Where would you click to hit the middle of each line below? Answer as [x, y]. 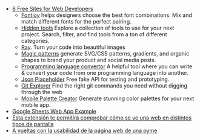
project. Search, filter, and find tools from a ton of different [94, 34]
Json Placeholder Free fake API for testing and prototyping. [95, 79]
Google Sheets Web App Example [54, 111]
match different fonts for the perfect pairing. [76, 21]
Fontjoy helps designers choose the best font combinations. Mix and [107, 15]
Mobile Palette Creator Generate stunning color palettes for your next [108, 98]
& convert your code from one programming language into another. [105, 73]
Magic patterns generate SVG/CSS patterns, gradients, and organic [105, 53]
